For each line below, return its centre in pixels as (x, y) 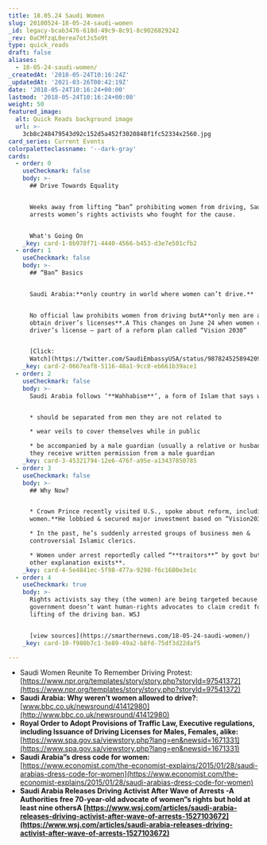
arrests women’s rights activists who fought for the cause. (133, 214)
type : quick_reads (39, 45)
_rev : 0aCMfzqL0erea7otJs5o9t (58, 38)
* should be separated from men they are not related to (126, 417)
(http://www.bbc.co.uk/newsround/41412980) (95, 715)
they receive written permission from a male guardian (122, 454)
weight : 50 (26, 104)
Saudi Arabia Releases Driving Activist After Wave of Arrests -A (127, 791)
